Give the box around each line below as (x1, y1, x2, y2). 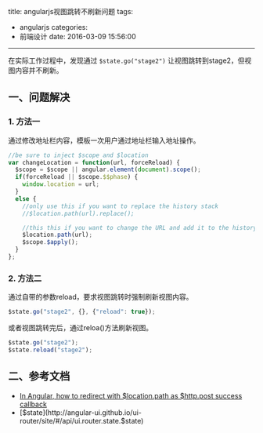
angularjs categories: (19, 23, 88, 31)
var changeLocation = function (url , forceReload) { (8, 158, 180, 166)
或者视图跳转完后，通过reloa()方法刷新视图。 (8, 323, 153, 333)
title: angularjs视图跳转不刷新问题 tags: (8, 7, 134, 16)
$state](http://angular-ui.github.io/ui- (22, 407, 142, 417)
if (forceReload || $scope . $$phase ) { (15, 173, 139, 181)
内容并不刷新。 (14, 66, 63, 75)
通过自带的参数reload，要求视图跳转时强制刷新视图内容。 (8, 293, 193, 302)
